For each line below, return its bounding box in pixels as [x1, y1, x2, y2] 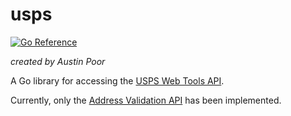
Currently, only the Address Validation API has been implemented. [10, 94, 282, 106]
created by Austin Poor [10, 55, 106, 67]
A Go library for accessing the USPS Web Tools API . [10, 74, 225, 87]
